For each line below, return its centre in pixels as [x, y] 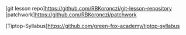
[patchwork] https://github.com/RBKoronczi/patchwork [71, 15]
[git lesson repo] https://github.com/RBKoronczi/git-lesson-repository [89, 8]
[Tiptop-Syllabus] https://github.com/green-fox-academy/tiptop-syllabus [93, 26]
